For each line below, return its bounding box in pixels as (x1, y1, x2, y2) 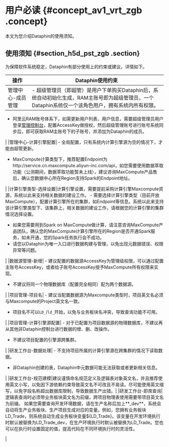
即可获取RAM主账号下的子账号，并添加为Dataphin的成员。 (26, 128, 147, 134)
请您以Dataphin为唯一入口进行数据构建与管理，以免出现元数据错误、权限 (12, 240, 163, 246)
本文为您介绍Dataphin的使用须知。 (5, 33, 77, 39)
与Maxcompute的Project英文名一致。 (5, 298, 82, 304)
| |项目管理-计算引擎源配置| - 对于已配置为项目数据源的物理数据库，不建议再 (5, 319, 163, 326)
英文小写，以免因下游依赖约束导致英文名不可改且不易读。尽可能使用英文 (9, 381, 159, 387)
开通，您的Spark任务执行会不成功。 (30, 234, 105, 240)
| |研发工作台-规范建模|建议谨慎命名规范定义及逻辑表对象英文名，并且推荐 (5, 375, 158, 381)
